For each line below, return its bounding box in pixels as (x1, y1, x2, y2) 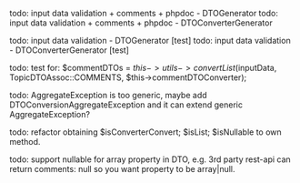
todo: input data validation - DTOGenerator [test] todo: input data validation (9, 36, 291, 46)
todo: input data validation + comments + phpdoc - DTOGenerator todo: (9, 8, 279, 18)
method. (9, 137, 41, 147)
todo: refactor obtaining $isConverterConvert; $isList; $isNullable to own (9, 127, 282, 137)
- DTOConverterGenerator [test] (9, 45, 130, 56)
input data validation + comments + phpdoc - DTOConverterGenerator (9, 17, 273, 28)
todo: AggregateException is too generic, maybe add (9, 90, 207, 100)
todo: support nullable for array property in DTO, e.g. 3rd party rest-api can (9, 154, 291, 165)
